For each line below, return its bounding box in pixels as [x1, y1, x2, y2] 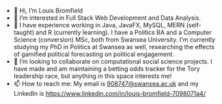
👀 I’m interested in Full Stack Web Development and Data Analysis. [13, 14, 202, 22]
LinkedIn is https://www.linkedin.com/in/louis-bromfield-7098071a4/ [13, 90, 206, 97]
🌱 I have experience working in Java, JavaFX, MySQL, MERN [13, 21, 185, 29]
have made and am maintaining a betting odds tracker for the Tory [13, 65, 200, 73]
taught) [13, 28, 35, 36]
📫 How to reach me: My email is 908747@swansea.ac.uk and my [13, 79, 199, 88]
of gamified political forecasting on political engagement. [13, 50, 174, 58]
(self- [186, 21, 202, 29]
